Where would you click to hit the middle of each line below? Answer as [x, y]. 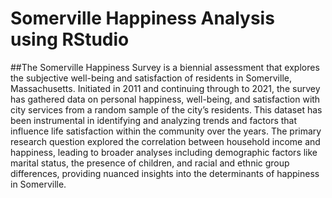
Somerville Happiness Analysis [142, 18]
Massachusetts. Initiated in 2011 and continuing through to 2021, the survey [165, 88]
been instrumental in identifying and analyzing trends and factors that [154, 120]
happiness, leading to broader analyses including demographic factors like [164, 152]
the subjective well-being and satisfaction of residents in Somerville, [151, 78]
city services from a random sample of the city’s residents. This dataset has [166, 109]
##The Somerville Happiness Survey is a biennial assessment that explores [165, 67]
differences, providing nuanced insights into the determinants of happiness [165, 173]
